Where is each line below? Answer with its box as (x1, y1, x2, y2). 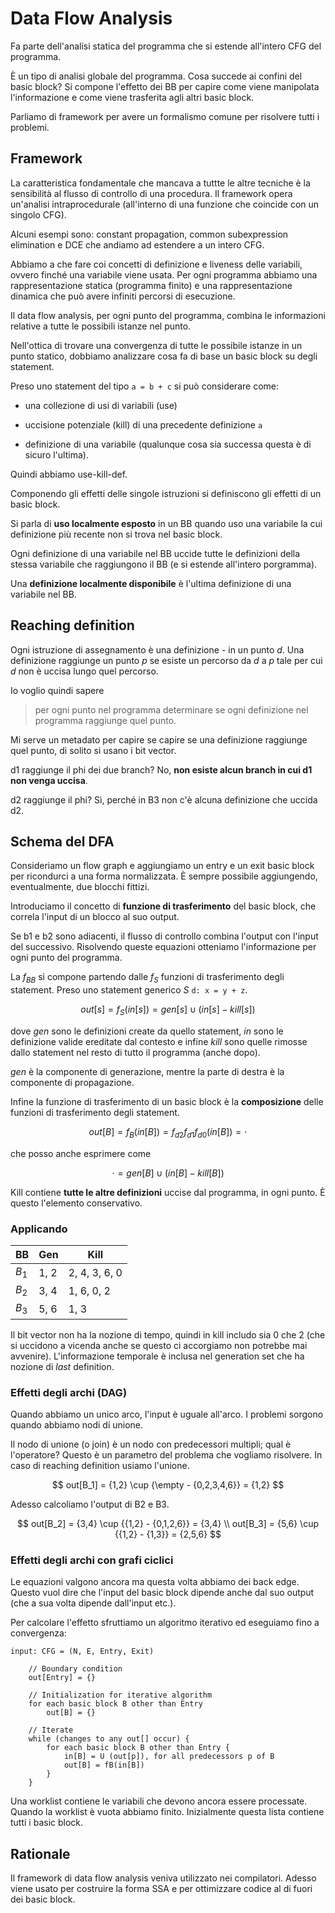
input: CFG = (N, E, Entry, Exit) (10, 1647, 155, 1657)
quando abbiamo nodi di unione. (10, 1418, 144, 1431)
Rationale (10, 1845, 71, 1862)
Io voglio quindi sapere (10, 684, 105, 696)
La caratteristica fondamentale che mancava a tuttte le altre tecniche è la (10, 177, 311, 189)
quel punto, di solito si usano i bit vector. (10, 744, 177, 756)
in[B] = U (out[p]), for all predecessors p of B (63, 1752, 275, 1762)
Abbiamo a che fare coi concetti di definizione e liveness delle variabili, (10, 258, 303, 270)
